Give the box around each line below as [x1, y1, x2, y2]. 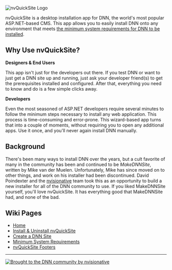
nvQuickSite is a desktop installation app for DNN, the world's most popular [5, 15, 165, 20]
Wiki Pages [5, 209, 42, 218]
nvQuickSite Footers [12, 244, 56, 251]
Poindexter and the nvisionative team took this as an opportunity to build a [5, 177, 162, 184]
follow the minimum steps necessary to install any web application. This [5, 111, 157, 117]
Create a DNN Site [12, 233, 52, 239]
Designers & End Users [5, 59, 55, 66]
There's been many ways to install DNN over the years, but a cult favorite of [5, 156, 165, 162]
